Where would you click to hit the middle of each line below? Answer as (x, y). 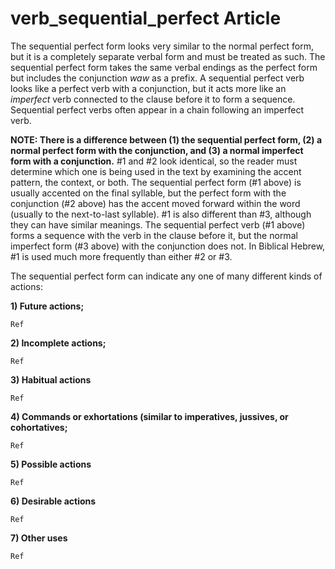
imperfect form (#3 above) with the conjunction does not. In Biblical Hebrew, (168, 246)
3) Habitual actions (51, 379)
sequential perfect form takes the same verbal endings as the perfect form (164, 67)
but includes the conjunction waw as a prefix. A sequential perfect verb (157, 78)
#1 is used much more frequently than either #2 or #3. (121, 256)
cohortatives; (39, 427)
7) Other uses (39, 538)
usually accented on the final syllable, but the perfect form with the (148, 193)
